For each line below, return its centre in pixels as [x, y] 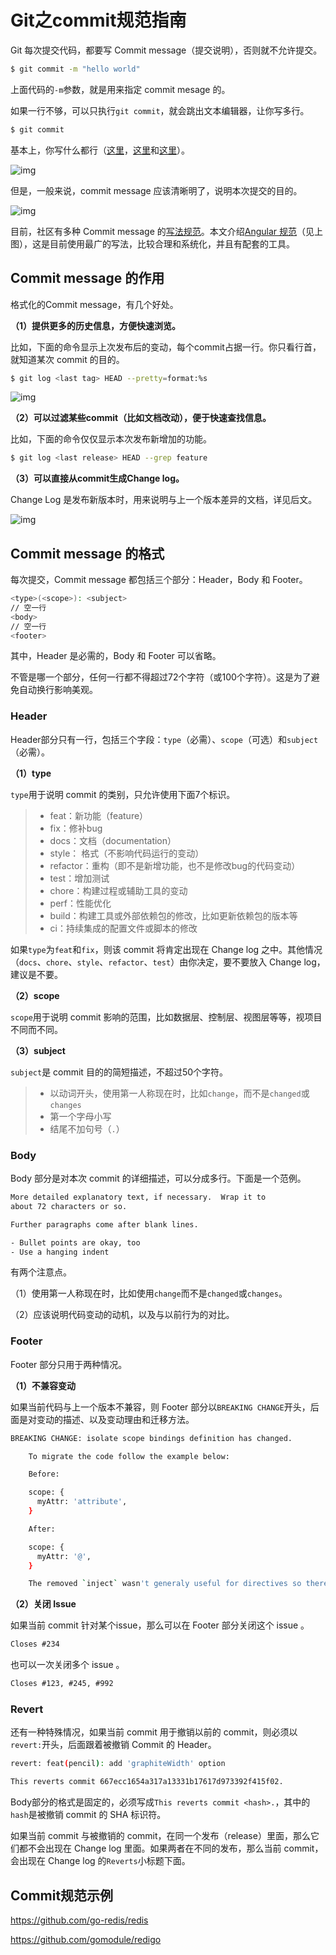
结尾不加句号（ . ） [87, 1128]
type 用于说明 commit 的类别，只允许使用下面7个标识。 [123, 794]
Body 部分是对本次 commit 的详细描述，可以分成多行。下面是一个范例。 [158, 1178]
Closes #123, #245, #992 [62, 1684]
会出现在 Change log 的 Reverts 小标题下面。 [100, 1861]
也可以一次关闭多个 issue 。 [67, 1665]
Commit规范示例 [62, 1895]
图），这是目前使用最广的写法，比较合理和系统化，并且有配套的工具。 [152, 243]
